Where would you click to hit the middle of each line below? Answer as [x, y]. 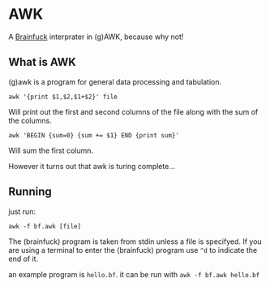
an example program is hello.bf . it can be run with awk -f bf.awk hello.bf [134, 274]
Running [30, 192]
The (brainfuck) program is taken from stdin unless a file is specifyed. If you [135, 241]
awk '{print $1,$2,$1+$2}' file [63, 97]
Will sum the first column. [51, 150]
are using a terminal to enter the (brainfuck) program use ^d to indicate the [133, 250]
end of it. [24, 259]
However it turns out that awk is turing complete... [92, 166]
